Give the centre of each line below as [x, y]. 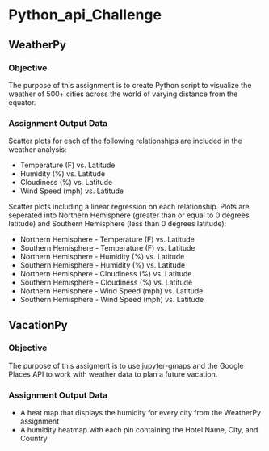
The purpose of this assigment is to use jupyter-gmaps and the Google [126, 365]
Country [34, 439]
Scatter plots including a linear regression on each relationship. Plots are [129, 207]
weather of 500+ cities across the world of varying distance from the [123, 94]
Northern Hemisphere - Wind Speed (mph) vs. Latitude [111, 291]
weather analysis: [38, 150]
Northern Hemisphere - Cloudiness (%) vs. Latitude [106, 274]
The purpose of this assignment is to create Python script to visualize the [130, 85]
